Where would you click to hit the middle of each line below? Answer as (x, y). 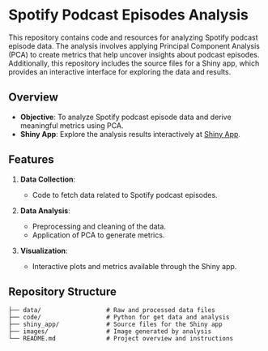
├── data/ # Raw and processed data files (112, 310)
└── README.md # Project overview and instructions (121, 339)
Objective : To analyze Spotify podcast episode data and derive (126, 117)
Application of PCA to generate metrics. (98, 235)
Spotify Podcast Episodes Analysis (128, 15)
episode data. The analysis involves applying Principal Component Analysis (134, 45)
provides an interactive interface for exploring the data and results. (120, 71)
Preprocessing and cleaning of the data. (99, 226)
